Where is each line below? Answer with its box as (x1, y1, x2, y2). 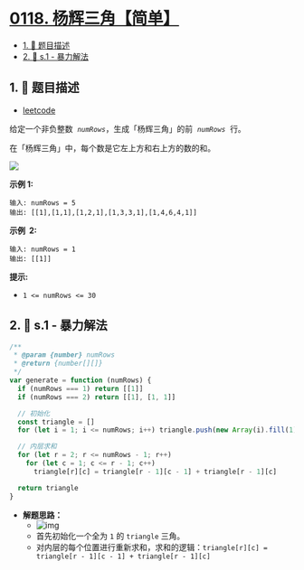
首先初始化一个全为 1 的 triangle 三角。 (35, 530, 185, 541)
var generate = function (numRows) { (9, 376, 152, 385)
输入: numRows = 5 (9, 198, 76, 208)
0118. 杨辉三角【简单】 (9, 8, 179, 29)
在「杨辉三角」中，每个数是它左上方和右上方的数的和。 (9, 142, 215, 154)
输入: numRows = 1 (9, 245, 76, 254)
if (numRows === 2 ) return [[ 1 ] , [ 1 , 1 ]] (17, 392, 176, 402)
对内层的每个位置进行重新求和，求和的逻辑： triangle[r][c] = (35, 541, 269, 552)
